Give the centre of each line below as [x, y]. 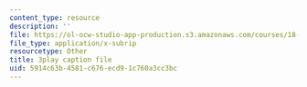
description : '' [40, 26]
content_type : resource [55, 18]
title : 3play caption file [61, 60]
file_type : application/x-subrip [73, 43]
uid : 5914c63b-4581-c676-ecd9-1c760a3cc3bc [94, 69]
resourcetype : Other [49, 52]
